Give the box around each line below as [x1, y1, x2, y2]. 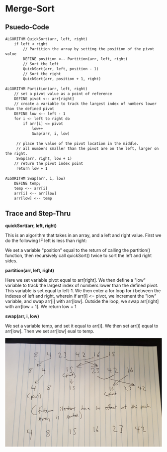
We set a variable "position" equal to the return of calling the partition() [5, 247, 151, 253]
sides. [5, 257, 17, 264]
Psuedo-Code [5, 23, 50, 31]
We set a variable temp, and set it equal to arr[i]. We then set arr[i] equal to [5, 323, 159, 329]
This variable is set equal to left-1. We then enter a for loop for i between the [5, 287, 161, 294]
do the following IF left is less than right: [5, 237, 87, 243]
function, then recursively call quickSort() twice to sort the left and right [5, 252, 152, 258]
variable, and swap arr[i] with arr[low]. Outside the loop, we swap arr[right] [5, 298, 159, 304]
